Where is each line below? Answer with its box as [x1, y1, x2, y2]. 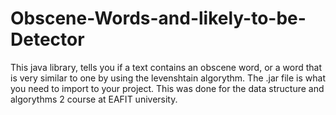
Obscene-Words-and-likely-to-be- [10, 7, 307, 30]
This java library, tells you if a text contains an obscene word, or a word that [10, 61, 322, 73]
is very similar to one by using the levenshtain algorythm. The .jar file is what [10, 72, 326, 84]
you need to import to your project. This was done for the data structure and [10, 82, 325, 94]
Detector [10, 28, 85, 51]
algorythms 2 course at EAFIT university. [10, 93, 178, 105]
